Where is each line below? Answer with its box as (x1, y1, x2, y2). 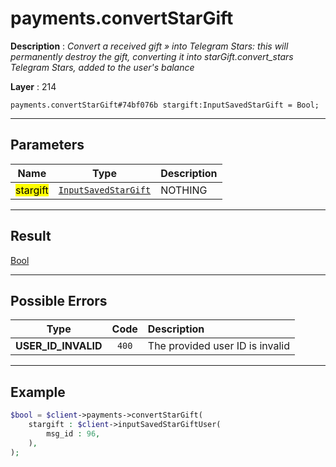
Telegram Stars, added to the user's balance (10, 61, 195, 73)
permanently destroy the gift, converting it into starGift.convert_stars (10, 50, 294, 62)
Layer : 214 (10, 80, 57, 92)
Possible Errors (10, 292, 108, 309)
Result (10, 228, 52, 245)
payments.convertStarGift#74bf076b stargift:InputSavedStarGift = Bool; (10, 100, 320, 110)
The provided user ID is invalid (147, 339, 290, 353)
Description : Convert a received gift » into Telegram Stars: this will (10, 40, 289, 52)
